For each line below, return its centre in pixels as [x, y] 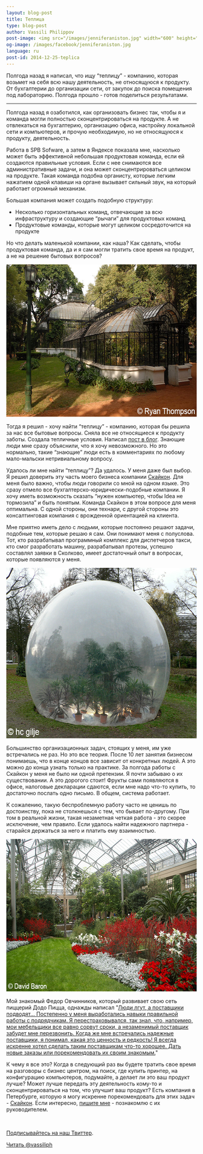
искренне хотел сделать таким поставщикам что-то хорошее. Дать [94, 1046]
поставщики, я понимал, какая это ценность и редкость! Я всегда [92, 1039]
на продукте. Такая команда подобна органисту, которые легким [91, 175]
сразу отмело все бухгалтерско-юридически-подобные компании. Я [96, 489]
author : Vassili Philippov [40, 32]
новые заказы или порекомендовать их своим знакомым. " [82, 1052]
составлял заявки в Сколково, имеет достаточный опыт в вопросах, [95, 553]
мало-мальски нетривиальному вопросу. [60, 458]
